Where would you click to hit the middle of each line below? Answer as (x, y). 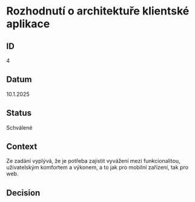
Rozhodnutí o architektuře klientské (98, 11)
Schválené (19, 127)
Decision (23, 193)
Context (22, 147)
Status (19, 113)
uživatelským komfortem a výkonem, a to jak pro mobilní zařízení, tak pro (97, 168)
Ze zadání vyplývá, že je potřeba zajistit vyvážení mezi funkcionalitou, (93, 161)
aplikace (28, 24)
